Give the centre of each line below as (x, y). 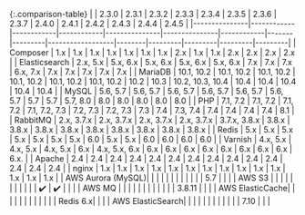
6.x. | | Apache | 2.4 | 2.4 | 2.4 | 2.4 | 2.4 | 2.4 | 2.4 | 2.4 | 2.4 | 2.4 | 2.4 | (146, 158)
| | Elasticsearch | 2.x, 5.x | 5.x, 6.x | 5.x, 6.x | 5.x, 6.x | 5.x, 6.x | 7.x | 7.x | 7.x (151, 62)
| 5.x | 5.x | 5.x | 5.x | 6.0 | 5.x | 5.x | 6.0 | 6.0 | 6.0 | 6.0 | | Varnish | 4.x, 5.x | (150, 139)
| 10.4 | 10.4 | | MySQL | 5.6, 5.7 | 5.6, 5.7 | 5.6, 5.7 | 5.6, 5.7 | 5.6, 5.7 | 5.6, (147, 91)
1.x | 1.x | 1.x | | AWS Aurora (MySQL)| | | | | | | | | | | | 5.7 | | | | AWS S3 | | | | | (151, 178)
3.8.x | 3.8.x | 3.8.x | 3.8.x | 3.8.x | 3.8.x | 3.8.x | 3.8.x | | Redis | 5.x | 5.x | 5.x (152, 130)
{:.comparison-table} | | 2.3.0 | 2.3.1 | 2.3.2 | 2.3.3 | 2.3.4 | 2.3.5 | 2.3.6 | (143, 14)
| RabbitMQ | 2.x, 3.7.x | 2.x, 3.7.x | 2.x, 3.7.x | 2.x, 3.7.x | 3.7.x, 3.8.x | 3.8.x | (150, 120)
